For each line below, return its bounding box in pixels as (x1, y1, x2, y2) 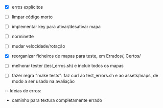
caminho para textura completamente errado (11, 97, 102, 103)
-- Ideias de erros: (4, 87, 42, 93)
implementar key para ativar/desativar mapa (11, 24, 101, 30)
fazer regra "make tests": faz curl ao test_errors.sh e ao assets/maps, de (11, 73, 159, 79)
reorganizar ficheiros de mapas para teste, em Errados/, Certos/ (11, 53, 141, 59)
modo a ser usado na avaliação (11, 78, 75, 84)
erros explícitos (11, 4, 43, 10)
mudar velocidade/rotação (11, 43, 66, 49)
